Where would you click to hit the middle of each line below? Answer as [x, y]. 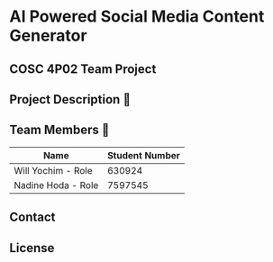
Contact [32, 217]
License [32, 248]
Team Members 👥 [59, 130]
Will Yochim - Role [53, 170]
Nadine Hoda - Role [56, 185]
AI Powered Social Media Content [137, 17]
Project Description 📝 [70, 99]
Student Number [143, 155]
